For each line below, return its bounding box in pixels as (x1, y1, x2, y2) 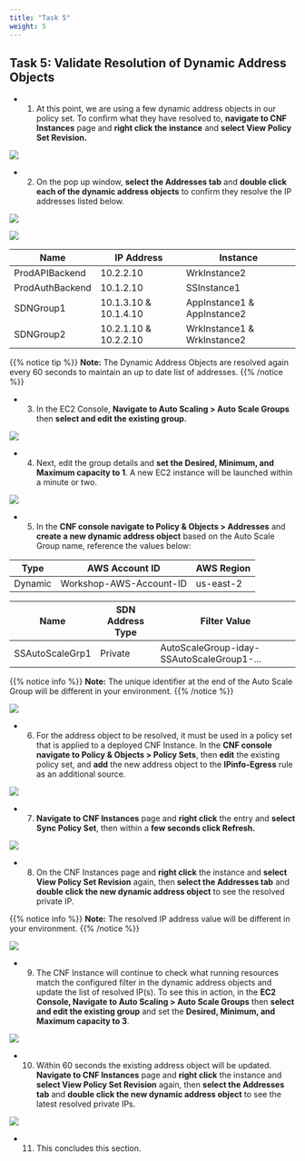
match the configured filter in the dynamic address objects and (35, 977, 272, 988)
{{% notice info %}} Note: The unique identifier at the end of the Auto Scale (9, 676, 293, 687)
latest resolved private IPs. (35, 1098, 136, 1109)
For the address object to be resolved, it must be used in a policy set (35, 730, 293, 741)
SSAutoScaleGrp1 (14, 647, 92, 660)
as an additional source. (35, 769, 126, 779)
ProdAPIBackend (14, 267, 86, 280)
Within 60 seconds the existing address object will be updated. (35, 1060, 272, 1071)
